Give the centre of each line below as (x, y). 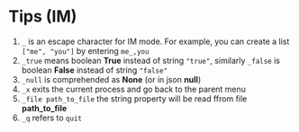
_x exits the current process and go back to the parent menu (134, 89)
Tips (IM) (43, 17)
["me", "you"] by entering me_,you (85, 50)
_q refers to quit (52, 118)
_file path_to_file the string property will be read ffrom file (134, 98)
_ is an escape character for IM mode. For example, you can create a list (155, 41)
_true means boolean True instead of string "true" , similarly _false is (151, 60)
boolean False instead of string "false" (95, 70)
